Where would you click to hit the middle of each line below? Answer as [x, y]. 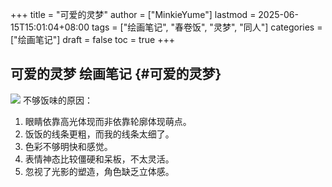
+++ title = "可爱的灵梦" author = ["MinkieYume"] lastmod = [133, 14]
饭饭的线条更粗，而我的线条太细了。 [99, 134]
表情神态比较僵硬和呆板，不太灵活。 [99, 159]
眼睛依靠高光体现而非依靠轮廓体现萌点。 [108, 121]
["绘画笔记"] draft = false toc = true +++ [93, 39]
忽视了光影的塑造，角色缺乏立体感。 [99, 171]
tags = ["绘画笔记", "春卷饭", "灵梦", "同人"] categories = [207, 27]
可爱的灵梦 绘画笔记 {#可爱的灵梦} [116, 74]
